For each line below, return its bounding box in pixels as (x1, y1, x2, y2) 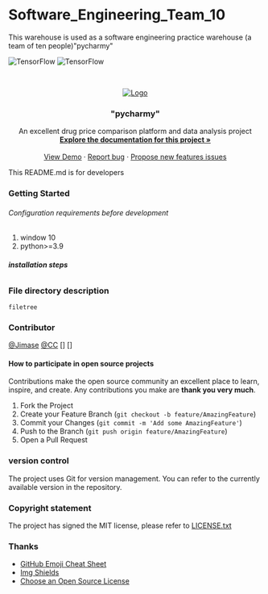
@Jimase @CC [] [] (8, 341, 72, 350)
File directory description (8, 285, 109, 296)
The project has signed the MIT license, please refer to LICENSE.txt (8, 521, 232, 530)
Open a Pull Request (19, 435, 89, 445)
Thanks (8, 541, 39, 552)
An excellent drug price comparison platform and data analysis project (19, 127, 252, 136)
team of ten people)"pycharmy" (8, 40, 113, 50)
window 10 (19, 232, 56, 243)
